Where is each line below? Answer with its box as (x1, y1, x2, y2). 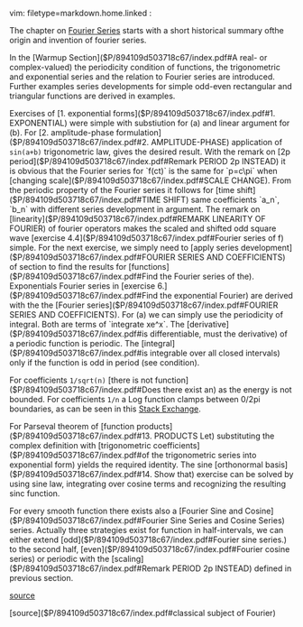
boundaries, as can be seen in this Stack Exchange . (9, 403, 201, 414)
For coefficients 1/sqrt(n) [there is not (9, 374, 153, 385)
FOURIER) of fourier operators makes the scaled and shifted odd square (9, 223, 277, 234)
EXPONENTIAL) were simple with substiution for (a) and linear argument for (9, 117, 290, 128)
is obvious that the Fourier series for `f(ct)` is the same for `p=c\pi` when (9, 166, 278, 176)
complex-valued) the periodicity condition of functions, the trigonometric (9, 62, 281, 72)
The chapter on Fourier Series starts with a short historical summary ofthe (9, 25, 284, 35)
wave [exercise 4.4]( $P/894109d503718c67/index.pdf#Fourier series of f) (9, 233, 284, 243)
